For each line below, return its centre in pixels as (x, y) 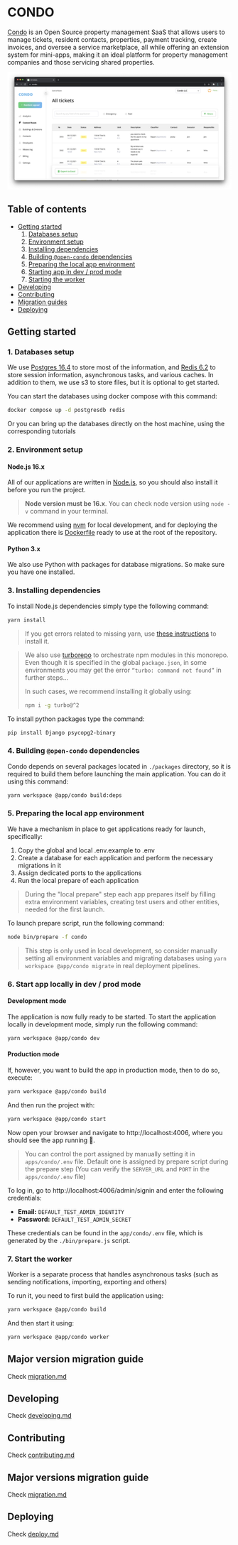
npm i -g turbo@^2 (52, 705)
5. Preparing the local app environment (76, 813)
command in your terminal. (69, 511)
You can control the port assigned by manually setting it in (110, 1154)
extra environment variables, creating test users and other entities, (122, 901)
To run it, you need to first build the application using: (86, 1295)
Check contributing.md (41, 1455)
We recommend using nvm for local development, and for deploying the (113, 525)
